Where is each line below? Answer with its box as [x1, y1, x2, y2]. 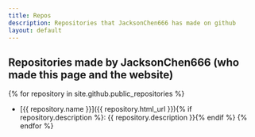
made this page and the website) [8, 68, 173, 82]
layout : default [8, 26, 62, 34]
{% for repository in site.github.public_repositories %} [8, 89, 185, 99]
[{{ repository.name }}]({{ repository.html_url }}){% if [19, 105, 192, 114]
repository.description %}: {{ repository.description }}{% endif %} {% [19, 112, 248, 123]
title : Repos [8, 11, 52, 20]
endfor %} [19, 121, 54, 131]
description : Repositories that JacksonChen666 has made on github [8, 19, 237, 27]
